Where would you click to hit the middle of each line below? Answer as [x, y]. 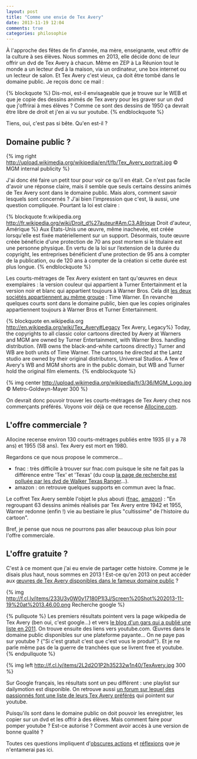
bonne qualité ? [25, 732]
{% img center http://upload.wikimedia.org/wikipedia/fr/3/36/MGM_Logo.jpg [99, 382]
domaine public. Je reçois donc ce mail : [55, 82]
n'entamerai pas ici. [30, 750]
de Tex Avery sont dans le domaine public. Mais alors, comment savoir [91, 192]
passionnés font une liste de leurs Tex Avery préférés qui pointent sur [90, 695]
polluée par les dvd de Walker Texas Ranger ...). [72, 481]
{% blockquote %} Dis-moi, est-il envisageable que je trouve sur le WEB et [96, 93]
